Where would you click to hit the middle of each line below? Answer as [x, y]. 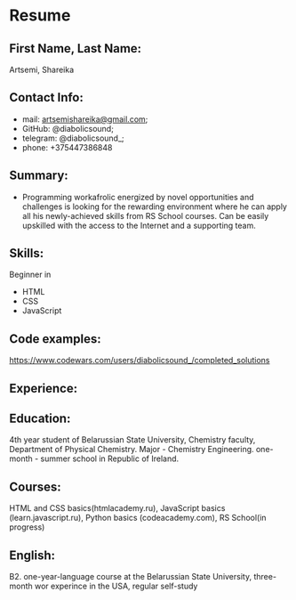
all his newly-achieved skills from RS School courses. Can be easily [145, 215]
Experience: [44, 388]
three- [265, 577]
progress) [27, 527]
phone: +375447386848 [67, 147]
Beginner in [30, 275]
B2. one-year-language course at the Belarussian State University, [130, 577]
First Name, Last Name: [76, 49]
